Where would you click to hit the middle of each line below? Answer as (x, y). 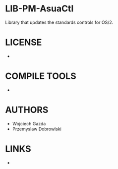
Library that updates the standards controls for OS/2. (59, 22)
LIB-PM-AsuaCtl (39, 9)
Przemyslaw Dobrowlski (37, 129)
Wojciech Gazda (29, 123)
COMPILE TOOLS (41, 76)
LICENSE (24, 42)
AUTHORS (27, 110)
